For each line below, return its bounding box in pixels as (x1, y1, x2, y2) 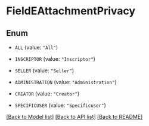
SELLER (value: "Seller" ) (14, 67, 74, 74)
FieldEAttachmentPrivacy (6, 4, 136, 18)
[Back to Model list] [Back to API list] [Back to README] (6, 113, 143, 120)
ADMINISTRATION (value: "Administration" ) (14, 79, 117, 85)
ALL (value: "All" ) (14, 44, 58, 51)
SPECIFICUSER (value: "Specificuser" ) (14, 102, 106, 109)
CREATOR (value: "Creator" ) (14, 90, 79, 97)
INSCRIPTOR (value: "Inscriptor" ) (14, 56, 95, 62)
